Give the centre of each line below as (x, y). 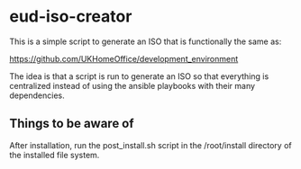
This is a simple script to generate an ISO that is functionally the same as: (146, 41)
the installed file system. (55, 155)
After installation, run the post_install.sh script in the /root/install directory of (150, 145)
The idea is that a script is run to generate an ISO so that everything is (139, 76)
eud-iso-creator (71, 17)
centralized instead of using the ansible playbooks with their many (132, 85)
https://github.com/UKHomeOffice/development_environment (124, 58)
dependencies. (37, 95)
